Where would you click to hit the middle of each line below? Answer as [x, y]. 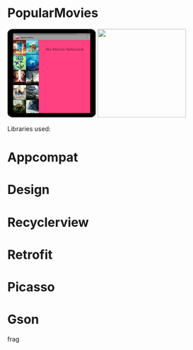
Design [29, 190]
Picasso [31, 287]
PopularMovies [53, 13]
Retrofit [30, 255]
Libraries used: [29, 128]
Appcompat [43, 158]
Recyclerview [48, 222]
